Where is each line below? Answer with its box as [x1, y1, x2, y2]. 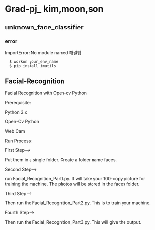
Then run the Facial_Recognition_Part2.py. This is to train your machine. [5, 200, 151, 206]
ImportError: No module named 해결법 [5, 49, 82, 55]
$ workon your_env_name [9, 59, 58, 64]
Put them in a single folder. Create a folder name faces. [5, 156, 117, 163]
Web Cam [5, 128, 26, 134]
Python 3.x [5, 109, 27, 115]
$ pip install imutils [9, 63, 56, 68]
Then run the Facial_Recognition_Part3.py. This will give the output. [5, 219, 142, 225]
